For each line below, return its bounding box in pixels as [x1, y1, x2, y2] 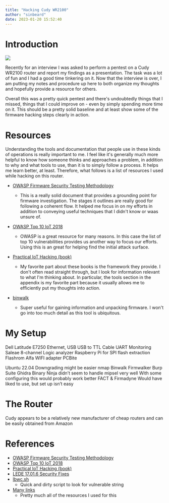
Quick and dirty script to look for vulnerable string [20, 482, 124, 488]
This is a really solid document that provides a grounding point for [20, 193, 157, 199]
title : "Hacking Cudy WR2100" [5, 7, 69, 13]
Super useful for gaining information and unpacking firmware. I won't [20, 304, 164, 310]
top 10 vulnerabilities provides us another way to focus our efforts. [20, 239, 158, 245]
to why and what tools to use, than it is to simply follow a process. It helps [5, 162, 159, 168]
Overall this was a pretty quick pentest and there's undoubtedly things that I [5, 96, 163, 102]
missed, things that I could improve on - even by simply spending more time [5, 101, 163, 107]
